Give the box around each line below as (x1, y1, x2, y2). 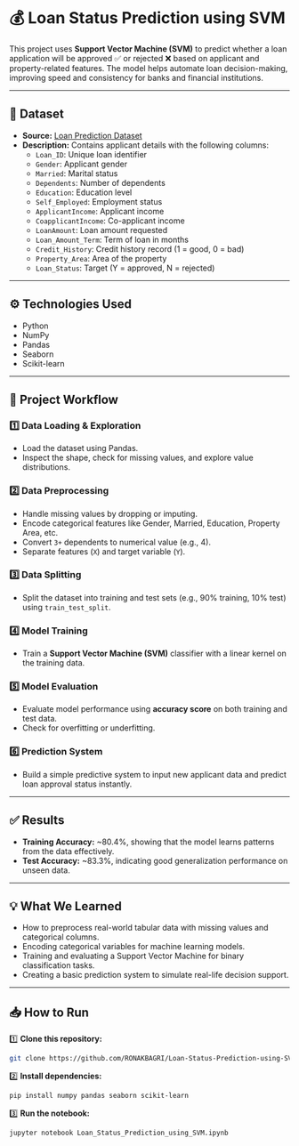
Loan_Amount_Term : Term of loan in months (35, 234, 190, 245)
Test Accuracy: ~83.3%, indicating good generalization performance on (21, 855, 288, 866)
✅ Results (9, 812, 65, 828)
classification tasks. (21, 960, 95, 971)
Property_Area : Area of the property (35, 253, 167, 263)
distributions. (21, 462, 71, 472)
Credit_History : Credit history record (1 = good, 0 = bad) (35, 243, 245, 254)
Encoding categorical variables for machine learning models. (21, 941, 246, 952)
